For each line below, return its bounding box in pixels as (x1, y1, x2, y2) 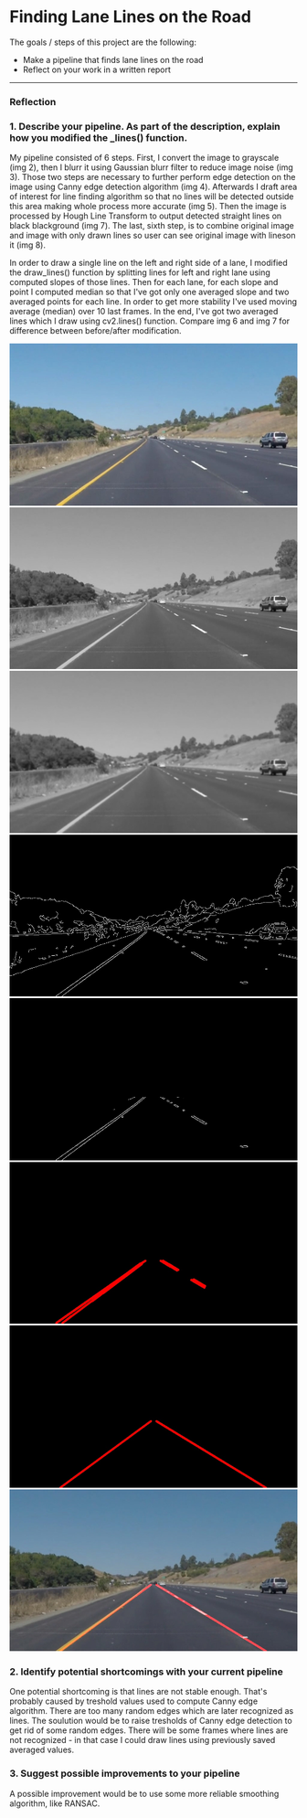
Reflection (9, 95, 57, 108)
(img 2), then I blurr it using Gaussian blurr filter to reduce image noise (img (9, 162, 294, 173)
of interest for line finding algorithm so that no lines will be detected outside (9, 191, 294, 202)
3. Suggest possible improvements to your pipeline (9, 1767, 240, 1780)
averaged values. (9, 1744, 75, 1756)
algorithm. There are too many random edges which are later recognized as (9, 1706, 294, 1717)
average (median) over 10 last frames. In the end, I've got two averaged (9, 306, 279, 317)
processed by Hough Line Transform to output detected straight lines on (9, 210, 282, 221)
